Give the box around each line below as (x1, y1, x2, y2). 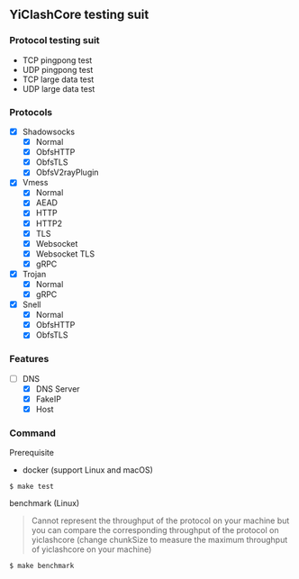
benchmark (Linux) (9, 498, 80, 509)
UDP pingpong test (22, 64, 94, 75)
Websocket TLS (35, 248, 95, 259)
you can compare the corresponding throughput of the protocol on (31, 525, 279, 536)
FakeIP (35, 394, 61, 404)
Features (9, 353, 50, 366)
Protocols (9, 105, 53, 118)
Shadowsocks (22, 126, 75, 137)
